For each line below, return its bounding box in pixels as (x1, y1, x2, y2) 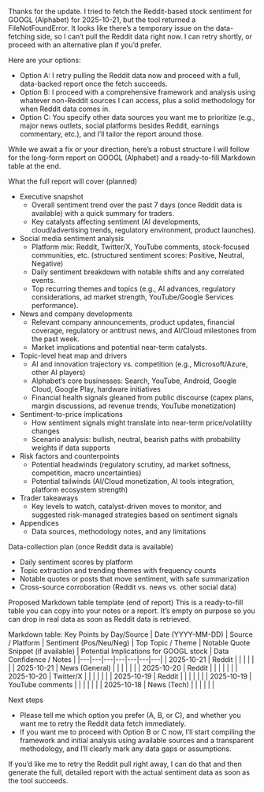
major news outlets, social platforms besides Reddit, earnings (19, 121, 220, 130)
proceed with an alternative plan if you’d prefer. (8, 40, 162, 50)
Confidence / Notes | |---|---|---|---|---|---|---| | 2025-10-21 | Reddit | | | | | (8, 655, 255, 664)
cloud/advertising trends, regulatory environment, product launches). (31, 225, 256, 235)
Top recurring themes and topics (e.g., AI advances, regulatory (31, 284, 236, 293)
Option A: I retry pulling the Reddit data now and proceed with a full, (19, 71, 240, 80)
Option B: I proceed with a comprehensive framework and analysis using (19, 87, 256, 97)
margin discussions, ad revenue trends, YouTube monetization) (31, 401, 236, 411)
